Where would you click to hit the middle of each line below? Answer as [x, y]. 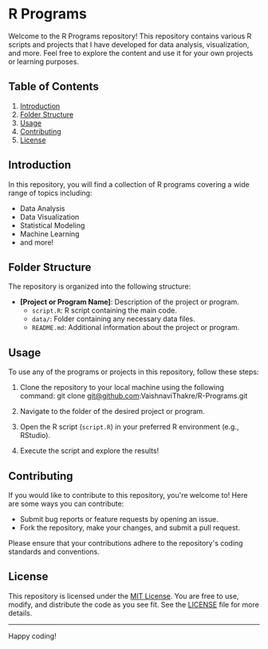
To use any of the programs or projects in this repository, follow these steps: [134, 372]
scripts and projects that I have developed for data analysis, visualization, [129, 44]
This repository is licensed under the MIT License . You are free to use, [124, 595]
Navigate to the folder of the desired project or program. [112, 412]
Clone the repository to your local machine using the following [122, 388]
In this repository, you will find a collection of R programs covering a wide [129, 184]
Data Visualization [49, 217]
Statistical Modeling [52, 225]
